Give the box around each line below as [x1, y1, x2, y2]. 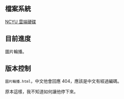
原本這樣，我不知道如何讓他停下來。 [5, 89, 78, 95]
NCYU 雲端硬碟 [5, 19, 36, 25]
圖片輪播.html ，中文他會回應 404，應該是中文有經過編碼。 [5, 78, 122, 84]
